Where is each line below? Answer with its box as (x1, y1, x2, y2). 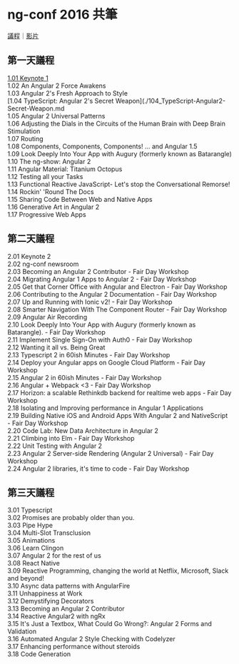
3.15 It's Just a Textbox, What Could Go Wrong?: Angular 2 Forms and (7, 620, 213, 628)
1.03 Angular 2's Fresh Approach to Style (7, 88, 128, 97)
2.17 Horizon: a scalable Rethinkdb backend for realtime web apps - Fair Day (7, 388, 232, 397)
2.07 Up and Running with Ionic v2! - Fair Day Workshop (7, 297, 173, 306)
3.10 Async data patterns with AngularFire (7, 582, 131, 591)
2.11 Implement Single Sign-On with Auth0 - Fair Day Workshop (7, 335, 193, 344)
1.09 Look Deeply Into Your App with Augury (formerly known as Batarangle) (7, 149, 232, 158)
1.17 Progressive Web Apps (7, 210, 87, 218)
